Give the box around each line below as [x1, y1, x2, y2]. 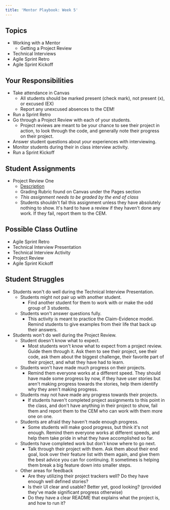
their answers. [27, 326, 58, 333]
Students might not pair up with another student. [20, 294, 122, 300]
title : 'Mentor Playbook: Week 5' [5, 7, 79, 13]
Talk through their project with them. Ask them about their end [27, 446, 158, 452]
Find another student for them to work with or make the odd [27, 299, 153, 305]
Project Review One [12, 178, 54, 184]
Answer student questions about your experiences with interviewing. [12, 139, 157, 145]
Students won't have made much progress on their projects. [20, 364, 146, 370]
